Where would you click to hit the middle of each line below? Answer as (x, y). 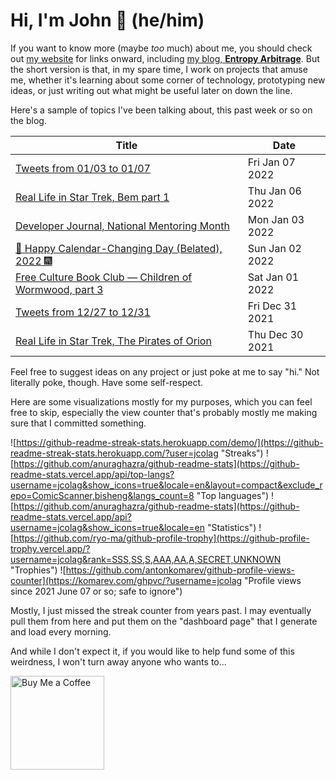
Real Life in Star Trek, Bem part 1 (92, 197)
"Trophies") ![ (38, 570)
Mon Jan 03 (276, 219)
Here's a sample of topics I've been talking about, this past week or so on (161, 110)
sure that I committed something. (78, 423)
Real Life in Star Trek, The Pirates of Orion (113, 341)
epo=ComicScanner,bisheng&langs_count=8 (102, 495)
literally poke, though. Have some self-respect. (107, 382)
